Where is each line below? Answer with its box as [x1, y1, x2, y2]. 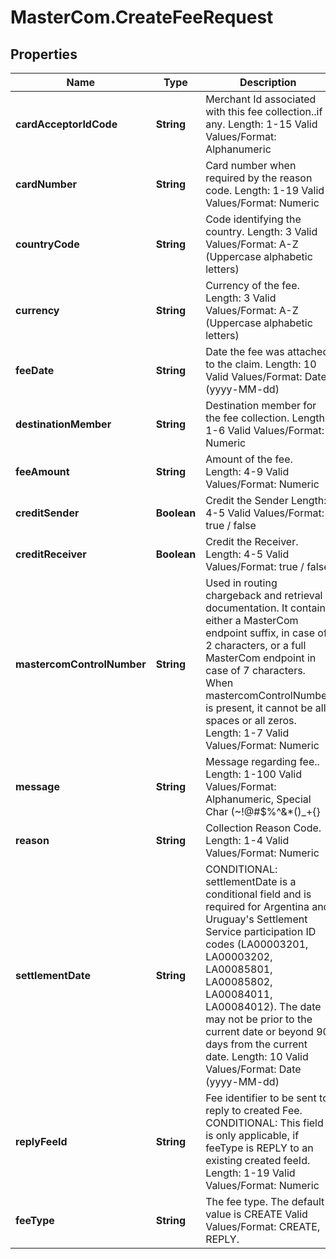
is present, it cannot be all [205, 701, 327, 715]
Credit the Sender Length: [205, 494, 327, 507]
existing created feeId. [205, 1154, 311, 1167]
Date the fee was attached [205, 345, 330, 358]
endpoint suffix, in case [205, 626, 315, 640]
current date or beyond [205, 1025, 314, 1038]
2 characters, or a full [205, 639, 307, 652]
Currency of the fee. [205, 279, 300, 292]
